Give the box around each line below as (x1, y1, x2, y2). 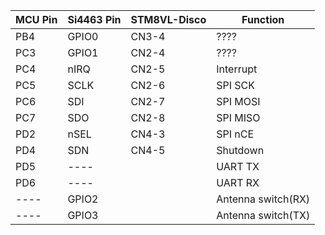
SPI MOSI (216, 95, 261, 108)
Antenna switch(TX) (216, 209, 311, 222)
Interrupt (216, 62, 258, 76)
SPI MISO (216, 111, 261, 124)
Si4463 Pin (67, 13, 122, 26)
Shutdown (216, 144, 265, 157)
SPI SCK (216, 79, 255, 92)
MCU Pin (15, 13, 58, 26)
